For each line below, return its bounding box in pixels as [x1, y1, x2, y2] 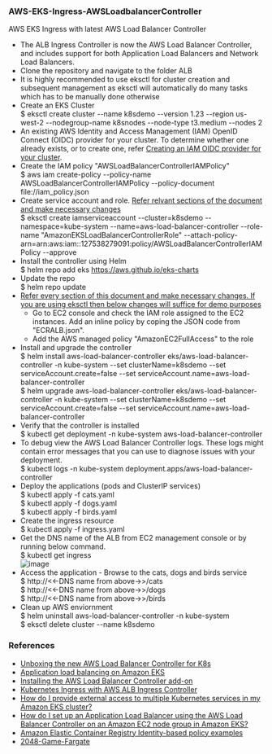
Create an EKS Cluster [19, 100, 95, 111]
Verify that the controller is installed [19, 421, 140, 431]
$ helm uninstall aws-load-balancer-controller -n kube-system [19, 611, 230, 620]
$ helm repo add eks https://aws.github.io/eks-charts [19, 265, 199, 274]
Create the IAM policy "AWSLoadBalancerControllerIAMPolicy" [19, 161, 230, 171]
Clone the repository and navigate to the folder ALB [19, 66, 193, 76]
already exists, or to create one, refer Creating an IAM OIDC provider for [19, 144, 261, 154]
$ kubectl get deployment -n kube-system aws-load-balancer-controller [19, 429, 262, 439]
